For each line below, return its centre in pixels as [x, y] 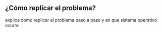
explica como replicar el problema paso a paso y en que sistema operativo [81, 20]
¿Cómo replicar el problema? [51, 8]
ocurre [12, 25]
